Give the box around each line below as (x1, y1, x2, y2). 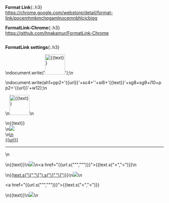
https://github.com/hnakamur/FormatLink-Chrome (5, 30, 109, 36)
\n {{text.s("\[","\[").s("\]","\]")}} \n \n (5, 172, 82, 178)
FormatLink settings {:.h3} (5, 44, 60, 50)
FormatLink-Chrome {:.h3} (5, 25, 60, 31)
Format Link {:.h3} (5, 5, 43, 10)
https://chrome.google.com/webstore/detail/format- (5, 10, 113, 16)
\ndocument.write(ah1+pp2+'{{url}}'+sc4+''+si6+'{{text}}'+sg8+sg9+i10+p (5, 80, 161, 85)
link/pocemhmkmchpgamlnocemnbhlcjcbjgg (5, 15, 98, 21)
